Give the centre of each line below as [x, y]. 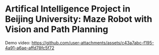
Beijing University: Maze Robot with [79, 19]
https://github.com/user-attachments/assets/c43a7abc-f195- [93, 42]
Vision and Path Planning [57, 29]
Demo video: [18, 42]
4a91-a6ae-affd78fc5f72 [30, 48]
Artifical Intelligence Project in [68, 9]
